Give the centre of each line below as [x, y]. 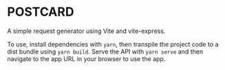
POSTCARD [41, 12]
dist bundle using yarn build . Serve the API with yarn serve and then [105, 51]
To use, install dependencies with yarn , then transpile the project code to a [113, 44]
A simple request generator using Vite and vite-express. [86, 31]
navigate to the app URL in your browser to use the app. [86, 58]
